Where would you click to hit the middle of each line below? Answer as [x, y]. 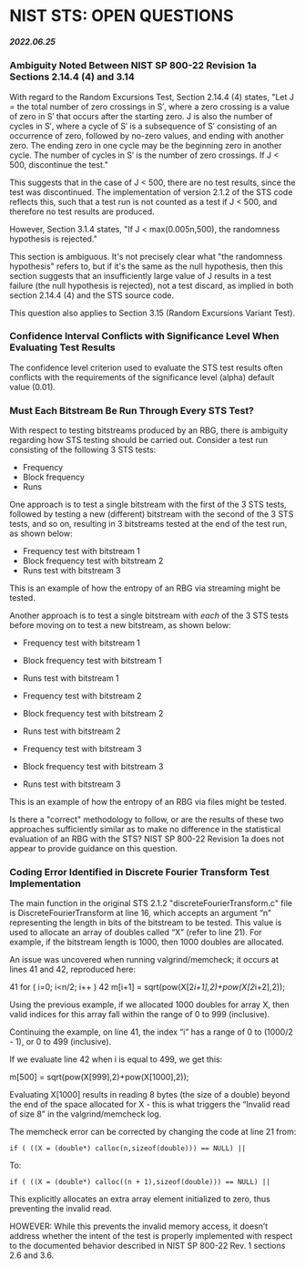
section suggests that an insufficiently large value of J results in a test [140, 275]
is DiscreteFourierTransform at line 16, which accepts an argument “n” [140, 913]
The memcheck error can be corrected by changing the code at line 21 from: [153, 1132]
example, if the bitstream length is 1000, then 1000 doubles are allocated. [147, 942]
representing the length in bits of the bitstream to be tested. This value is [146, 923]
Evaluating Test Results [62, 347]
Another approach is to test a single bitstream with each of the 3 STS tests [149, 615]
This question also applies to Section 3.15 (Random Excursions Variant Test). [152, 313]
